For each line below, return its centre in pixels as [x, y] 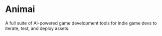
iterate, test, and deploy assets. [37, 28]
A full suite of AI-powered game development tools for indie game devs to [81, 23]
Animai [20, 9]
